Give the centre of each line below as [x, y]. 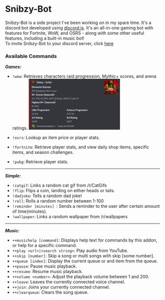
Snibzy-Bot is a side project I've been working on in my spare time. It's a [78, 23]
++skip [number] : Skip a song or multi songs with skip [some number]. [83, 256]
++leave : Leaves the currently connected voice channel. [69, 282]
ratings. [20, 128]
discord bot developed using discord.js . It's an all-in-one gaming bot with [79, 27]
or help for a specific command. [44, 246]
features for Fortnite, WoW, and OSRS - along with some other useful [75, 33]
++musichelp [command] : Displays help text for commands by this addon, [85, 240]
